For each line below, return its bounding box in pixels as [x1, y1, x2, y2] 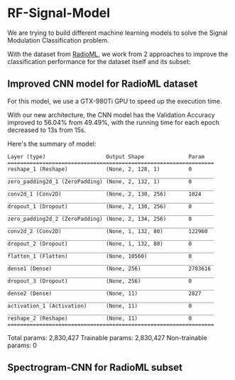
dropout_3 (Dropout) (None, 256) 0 [7, 277, 192, 285]
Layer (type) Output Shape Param [7, 153, 204, 161]
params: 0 [7, 341, 38, 349]
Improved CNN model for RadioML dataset [7, 78, 198, 90]
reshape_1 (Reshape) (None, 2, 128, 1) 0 [7, 165, 192, 173]
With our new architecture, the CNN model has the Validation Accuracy [7, 110, 215, 119]
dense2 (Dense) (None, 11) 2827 [7, 290, 202, 297]
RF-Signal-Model [7, 5, 111, 21]
